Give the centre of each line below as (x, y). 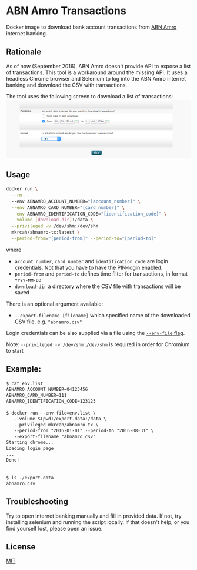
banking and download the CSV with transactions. (67, 85)
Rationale (24, 52)
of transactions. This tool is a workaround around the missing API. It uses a (97, 72)
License (21, 547)
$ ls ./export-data (30, 478)
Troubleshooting (37, 502)
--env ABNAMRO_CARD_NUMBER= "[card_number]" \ (68, 207)
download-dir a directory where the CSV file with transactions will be (98, 286)
